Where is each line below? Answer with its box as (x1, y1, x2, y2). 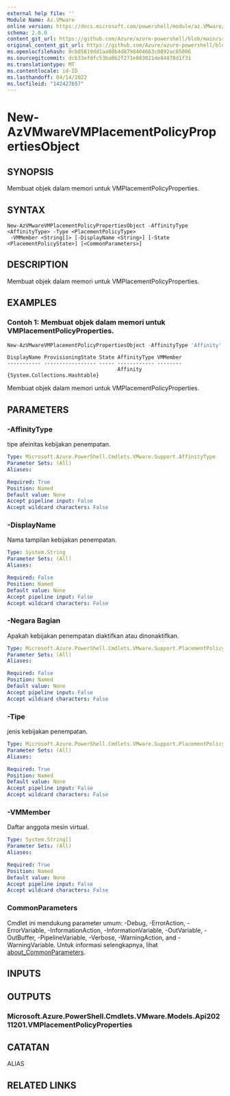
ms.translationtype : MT (7, 61, 75, 68)
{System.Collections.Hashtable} (7, 372, 99, 379)
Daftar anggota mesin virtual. (7, 823, 89, 831)
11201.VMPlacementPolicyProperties (7, 1020, 133, 1029)
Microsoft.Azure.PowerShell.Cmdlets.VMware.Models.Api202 (7, 1012, 220, 1021)
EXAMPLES (7, 297, 57, 309)
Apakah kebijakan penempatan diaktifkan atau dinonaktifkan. (7, 632, 179, 640)
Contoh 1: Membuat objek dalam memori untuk (7, 318, 166, 327)
